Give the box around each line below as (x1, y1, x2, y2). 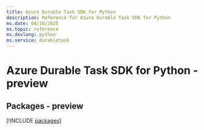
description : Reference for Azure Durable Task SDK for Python (6, 15, 171, 21)
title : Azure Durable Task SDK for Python (6, 9, 116, 15)
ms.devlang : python (6, 32, 56, 38)
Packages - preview (6, 101, 84, 111)
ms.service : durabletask (6, 37, 70, 43)
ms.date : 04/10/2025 (6, 20, 59, 26)
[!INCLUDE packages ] (6, 117, 62, 124)
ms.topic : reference (6, 26, 59, 32)
